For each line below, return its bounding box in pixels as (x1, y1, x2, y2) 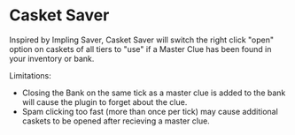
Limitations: (9, 70, 51, 80)
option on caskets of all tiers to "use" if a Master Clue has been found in (9, 43, 272, 54)
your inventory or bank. (9, 53, 95, 64)
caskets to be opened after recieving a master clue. (21, 116, 210, 126)
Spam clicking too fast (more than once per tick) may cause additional (21, 106, 279, 116)
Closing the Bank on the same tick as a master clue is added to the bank (21, 87, 286, 98)
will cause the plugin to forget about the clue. (21, 96, 188, 107)
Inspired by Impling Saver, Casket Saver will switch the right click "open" (9, 34, 275, 45)
